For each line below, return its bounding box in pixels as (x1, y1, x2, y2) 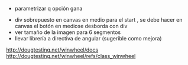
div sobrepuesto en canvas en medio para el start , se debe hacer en (14, 16, 183, 23)
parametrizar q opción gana (14, 5, 83, 12)
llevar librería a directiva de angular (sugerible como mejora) (14, 35, 162, 42)
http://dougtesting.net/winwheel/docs (6, 46, 99, 53)
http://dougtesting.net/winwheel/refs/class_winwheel (6, 53, 136, 59)
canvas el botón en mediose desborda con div (14, 23, 128, 29)
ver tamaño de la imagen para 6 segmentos (14, 29, 121, 36)
